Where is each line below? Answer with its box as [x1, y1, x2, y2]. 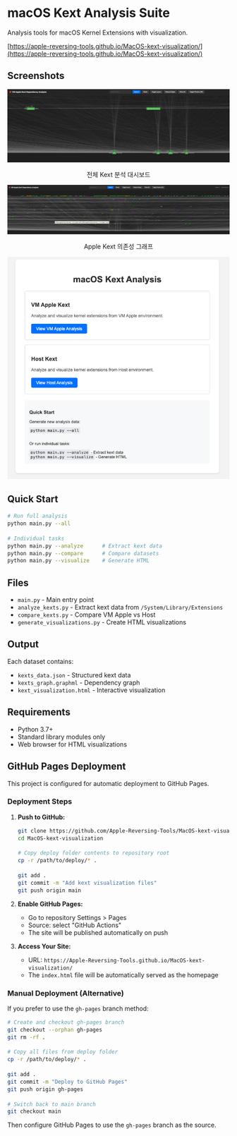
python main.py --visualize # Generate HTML [7, 557, 150, 564]
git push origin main [17, 887, 81, 894]
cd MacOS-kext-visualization [17, 835, 104, 842]
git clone [17, 827, 47, 834]
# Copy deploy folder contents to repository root [17, 850, 170, 857]
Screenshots [7, 70, 65, 82]
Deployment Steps [7, 797, 73, 806]
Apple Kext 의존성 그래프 [83, 242, 154, 251]
